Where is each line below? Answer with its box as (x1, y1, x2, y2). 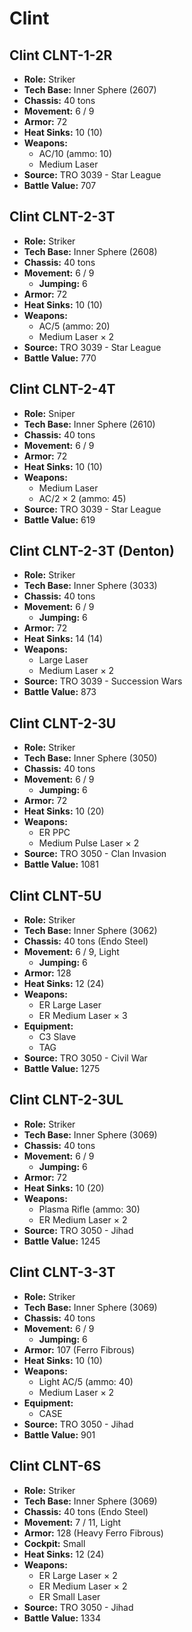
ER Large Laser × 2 (38, 1569, 118, 1581)
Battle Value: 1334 (23, 1612, 102, 1624)
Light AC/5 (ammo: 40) (38, 1375, 134, 1387)
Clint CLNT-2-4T (9, 381, 116, 398)
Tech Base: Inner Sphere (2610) (23, 418, 156, 430)
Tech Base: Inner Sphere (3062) (23, 925, 158, 937)
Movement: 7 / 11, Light (23, 1516, 122, 1528)
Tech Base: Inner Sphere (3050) (23, 752, 158, 764)
